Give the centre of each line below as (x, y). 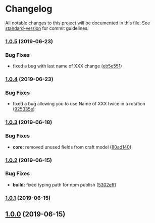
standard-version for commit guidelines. (47, 28)
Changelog (29, 9)
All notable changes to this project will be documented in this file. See (78, 23)
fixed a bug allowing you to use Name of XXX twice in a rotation (79, 104)
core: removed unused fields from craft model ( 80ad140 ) (72, 147)
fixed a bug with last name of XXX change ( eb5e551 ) (67, 66)
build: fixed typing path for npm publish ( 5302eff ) (64, 184)
